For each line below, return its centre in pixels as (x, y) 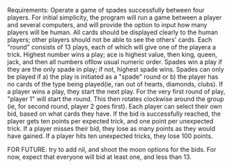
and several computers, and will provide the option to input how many (107, 25)
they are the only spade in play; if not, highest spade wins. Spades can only (116, 69)
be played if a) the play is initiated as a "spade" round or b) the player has (113, 77)
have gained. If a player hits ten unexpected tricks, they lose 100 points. (110, 136)
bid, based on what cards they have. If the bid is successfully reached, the (114, 114)
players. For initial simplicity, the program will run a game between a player (114, 17)
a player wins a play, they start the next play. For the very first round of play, (116, 91)
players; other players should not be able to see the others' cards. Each (110, 40)
